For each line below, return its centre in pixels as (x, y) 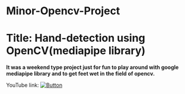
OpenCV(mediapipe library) (76, 51)
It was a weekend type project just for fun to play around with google (92, 67)
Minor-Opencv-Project (63, 11)
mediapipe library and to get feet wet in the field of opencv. (81, 74)
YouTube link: (23, 85)
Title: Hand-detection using (76, 38)
